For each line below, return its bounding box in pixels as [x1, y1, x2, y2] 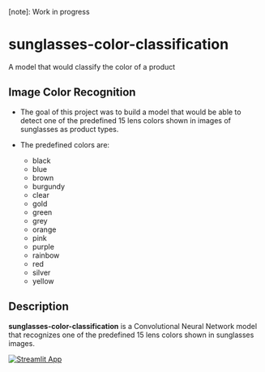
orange [32, 224, 57, 234]
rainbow [32, 250, 60, 260]
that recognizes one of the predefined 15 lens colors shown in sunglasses [8, 330, 254, 340]
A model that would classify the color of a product [8, 62, 176, 71]
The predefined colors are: [19, 139, 110, 149]
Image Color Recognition [8, 85, 136, 100]
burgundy [32, 182, 66, 191]
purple [32, 242, 55, 251]
